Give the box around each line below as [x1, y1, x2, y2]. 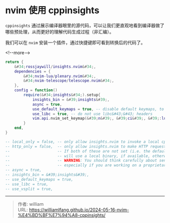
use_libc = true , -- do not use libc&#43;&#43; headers [32, 111, 153, 117]
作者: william [17, 201, 44, 207]
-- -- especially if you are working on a [5, 163, 142, 168]
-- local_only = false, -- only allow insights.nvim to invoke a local [5, 139, 159, 144]
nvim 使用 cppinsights [5, 5, 100, 16]
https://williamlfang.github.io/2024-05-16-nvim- [29, 206, 130, 213]
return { [5, 59, 24, 64]
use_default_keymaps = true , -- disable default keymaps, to [32, 106, 164, 111]
